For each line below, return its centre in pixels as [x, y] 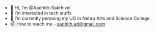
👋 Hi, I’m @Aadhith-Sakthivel [40, 8]
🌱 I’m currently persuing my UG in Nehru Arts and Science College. [81, 18]
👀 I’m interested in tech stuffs [41, 13]
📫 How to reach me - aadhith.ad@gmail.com [58, 24]
